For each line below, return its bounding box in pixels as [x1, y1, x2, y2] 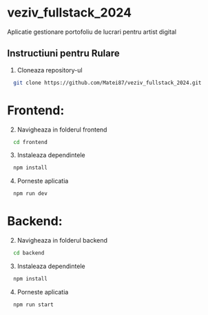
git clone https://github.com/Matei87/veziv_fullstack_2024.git [13, 79, 202, 86]
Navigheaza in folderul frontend [17, 125, 107, 134]
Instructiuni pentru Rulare [7, 48, 121, 59]
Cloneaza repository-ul [17, 65, 83, 74]
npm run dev [13, 190, 48, 197]
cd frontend [13, 139, 48, 145]
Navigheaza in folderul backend [17, 236, 108, 245]
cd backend [13, 250, 45, 256]
